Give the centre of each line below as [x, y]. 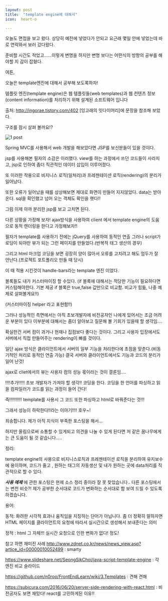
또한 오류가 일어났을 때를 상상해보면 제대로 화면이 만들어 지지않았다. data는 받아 [83, 192]
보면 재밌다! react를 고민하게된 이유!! [58, 593]
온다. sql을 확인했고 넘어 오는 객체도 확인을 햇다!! [53, 198]
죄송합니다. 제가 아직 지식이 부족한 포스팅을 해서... [54, 421]
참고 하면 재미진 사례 [25, 544]
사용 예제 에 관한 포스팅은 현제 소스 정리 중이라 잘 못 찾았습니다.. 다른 [72, 482]
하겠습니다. [16, 495]
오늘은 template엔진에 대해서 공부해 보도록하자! [52, 83]
